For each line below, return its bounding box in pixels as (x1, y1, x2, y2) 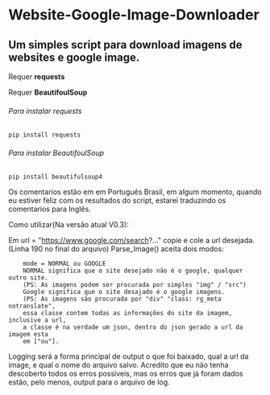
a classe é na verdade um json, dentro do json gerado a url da (23, 323, 243, 332)
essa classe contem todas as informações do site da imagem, (23, 309, 232, 317)
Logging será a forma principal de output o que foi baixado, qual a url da (8, 351, 249, 361)
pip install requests (8, 131, 81, 139)
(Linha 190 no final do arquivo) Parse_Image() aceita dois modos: (8, 244, 224, 254)
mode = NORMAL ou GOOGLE (23, 260, 106, 268)
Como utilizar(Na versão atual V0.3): (8, 220, 129, 229)
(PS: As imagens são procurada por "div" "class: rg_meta (23, 295, 222, 304)
